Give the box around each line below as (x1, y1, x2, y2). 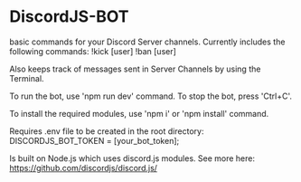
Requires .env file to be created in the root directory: (9, 125, 204, 137)
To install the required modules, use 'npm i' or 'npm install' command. (9, 108, 269, 119)
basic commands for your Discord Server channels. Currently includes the (9, 36, 286, 47)
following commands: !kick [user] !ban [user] (9, 45, 176, 56)
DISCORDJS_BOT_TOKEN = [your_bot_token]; (9, 135, 180, 146)
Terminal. (9, 72, 44, 83)
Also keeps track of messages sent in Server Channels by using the (9, 63, 261, 74)
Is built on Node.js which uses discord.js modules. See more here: (9, 152, 256, 164)
